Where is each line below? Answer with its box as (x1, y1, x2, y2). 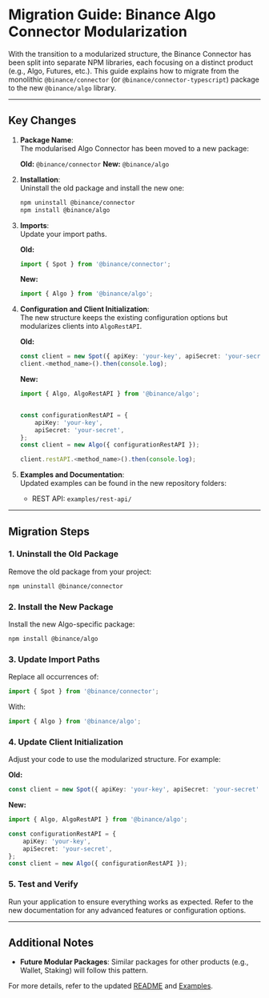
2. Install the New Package (8, 601, 114, 612)
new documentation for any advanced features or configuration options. (8, 905, 247, 915)
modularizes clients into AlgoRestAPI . (19, 322, 143, 331)
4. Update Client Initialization (8, 736, 124, 747)
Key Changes (8, 114, 77, 127)
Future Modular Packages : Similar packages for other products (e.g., (19, 957, 249, 967)
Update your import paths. (19, 229, 107, 238)
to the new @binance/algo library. (8, 82, 117, 93)
